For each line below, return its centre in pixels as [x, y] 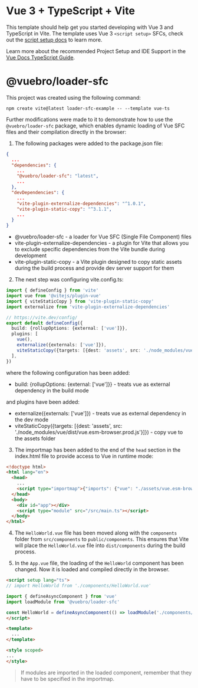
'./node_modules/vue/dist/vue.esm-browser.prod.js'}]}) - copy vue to [99, 432]
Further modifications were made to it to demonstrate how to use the [90, 119]
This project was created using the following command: [74, 97]
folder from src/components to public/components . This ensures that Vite [102, 539]
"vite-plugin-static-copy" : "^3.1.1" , [64, 209]
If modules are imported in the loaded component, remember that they [106, 672]
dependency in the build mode [52, 390]
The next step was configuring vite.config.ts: [69, 280]
